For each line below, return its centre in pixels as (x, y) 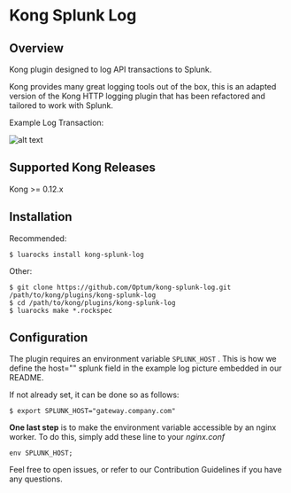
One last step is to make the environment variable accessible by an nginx (143, 427)
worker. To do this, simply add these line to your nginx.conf (117, 437)
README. (27, 378)
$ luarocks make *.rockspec (61, 310)
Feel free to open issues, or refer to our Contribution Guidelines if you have (146, 470)
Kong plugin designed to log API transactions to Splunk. (111, 69)
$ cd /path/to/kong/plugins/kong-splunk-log (92, 302)
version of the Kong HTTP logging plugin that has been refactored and (137, 96)
